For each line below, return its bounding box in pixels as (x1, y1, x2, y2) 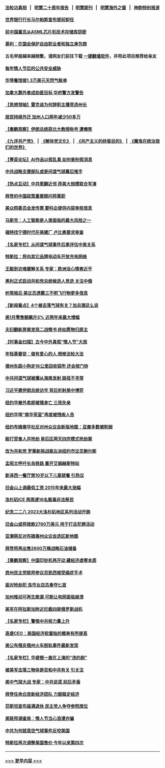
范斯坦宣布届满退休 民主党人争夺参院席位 (5, 703, 88, 709)
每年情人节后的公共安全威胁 (5, 65, 61, 71)
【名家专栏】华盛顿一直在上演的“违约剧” (5, 655, 87, 660)
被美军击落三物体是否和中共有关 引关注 (5, 667, 84, 673)
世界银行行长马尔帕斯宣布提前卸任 (5, 17, 74, 23)
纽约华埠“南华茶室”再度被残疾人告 (5, 411, 75, 417)
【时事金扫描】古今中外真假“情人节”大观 (5, 339, 87, 345)
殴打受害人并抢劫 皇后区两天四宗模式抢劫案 (5, 436, 92, 442)
